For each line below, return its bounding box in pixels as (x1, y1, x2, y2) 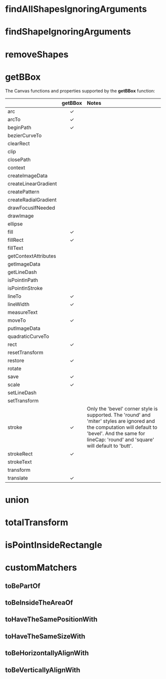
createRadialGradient (7, 196, 57, 203)
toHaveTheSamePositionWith (5, 615, 98, 624)
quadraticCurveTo (7, 333, 49, 340)
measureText (7, 309, 38, 316)
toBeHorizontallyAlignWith (5, 649, 89, 657)
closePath (7, 156, 31, 163)
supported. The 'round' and (86, 411, 151, 418)
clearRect (7, 140, 30, 147)
